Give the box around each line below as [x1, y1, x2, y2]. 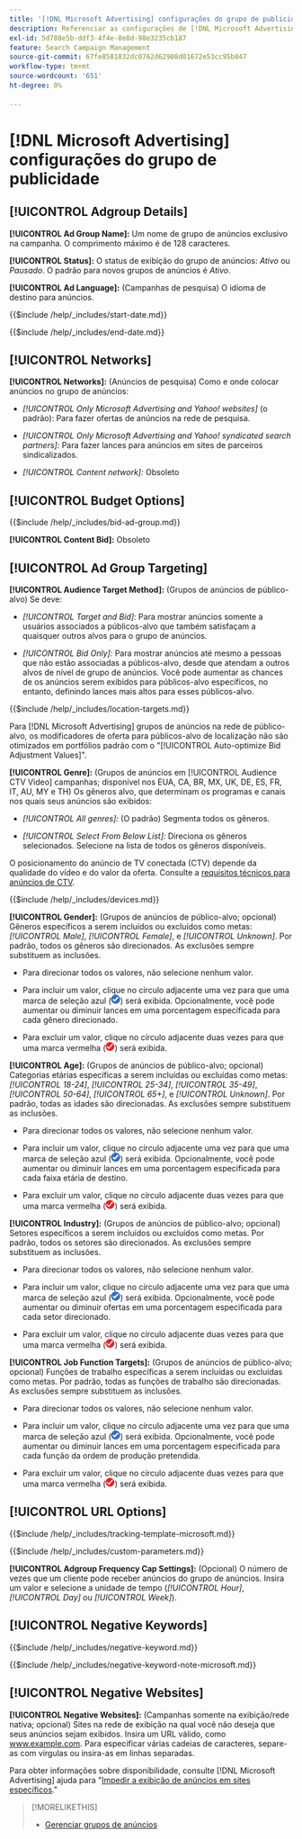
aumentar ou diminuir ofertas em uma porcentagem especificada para [22, 1302, 283, 1313]
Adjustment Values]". [9, 749, 87, 760]
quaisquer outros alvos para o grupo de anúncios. [22, 631, 208, 641]
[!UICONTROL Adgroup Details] [9, 204, 189, 220]
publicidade [9, 168, 101, 189]
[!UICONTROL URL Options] [9, 1504, 167, 1520]
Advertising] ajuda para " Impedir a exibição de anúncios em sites [9, 1774, 251, 1785]
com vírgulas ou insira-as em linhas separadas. [20, 1747, 195, 1758]
